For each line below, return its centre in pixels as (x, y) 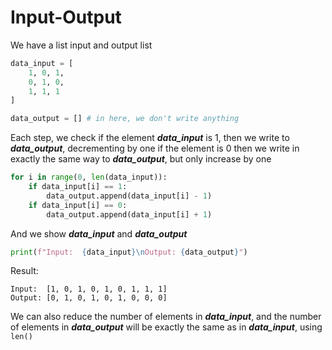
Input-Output (66, 17)
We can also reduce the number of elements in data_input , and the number (166, 317)
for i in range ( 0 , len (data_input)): (89, 177)
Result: (24, 271)
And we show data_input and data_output (99, 233)
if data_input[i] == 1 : (78, 187)
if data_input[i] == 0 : (78, 205)
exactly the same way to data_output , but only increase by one (141, 159)
